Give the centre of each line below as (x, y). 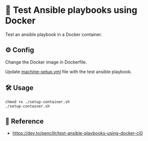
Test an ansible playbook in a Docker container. (54, 34)
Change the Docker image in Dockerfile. (46, 62)
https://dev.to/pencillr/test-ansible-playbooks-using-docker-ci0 (77, 133)
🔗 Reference (24, 121)
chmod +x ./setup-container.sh (37, 102)
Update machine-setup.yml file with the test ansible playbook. (69, 71)
